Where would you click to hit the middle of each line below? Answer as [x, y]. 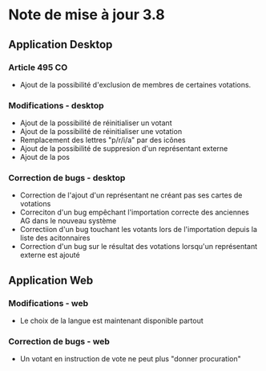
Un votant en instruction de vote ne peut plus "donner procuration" [131, 359]
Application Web [51, 280]
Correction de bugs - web [59, 341]
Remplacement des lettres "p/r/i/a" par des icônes [103, 140]
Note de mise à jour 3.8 [87, 15]
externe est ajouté [50, 255]
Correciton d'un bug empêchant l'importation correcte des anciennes [135, 212]
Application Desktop [60, 45]
